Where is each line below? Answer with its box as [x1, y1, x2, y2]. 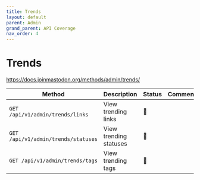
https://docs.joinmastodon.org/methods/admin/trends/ [6, 76, 140, 83]
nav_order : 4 [6, 31, 39, 37]
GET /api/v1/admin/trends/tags [9, 157, 98, 164]
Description [103, 90, 137, 99]
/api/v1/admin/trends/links [9, 111, 89, 118]
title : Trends [6, 8, 42, 15]
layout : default [6, 14, 46, 20]
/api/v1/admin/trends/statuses [9, 136, 98, 143]
